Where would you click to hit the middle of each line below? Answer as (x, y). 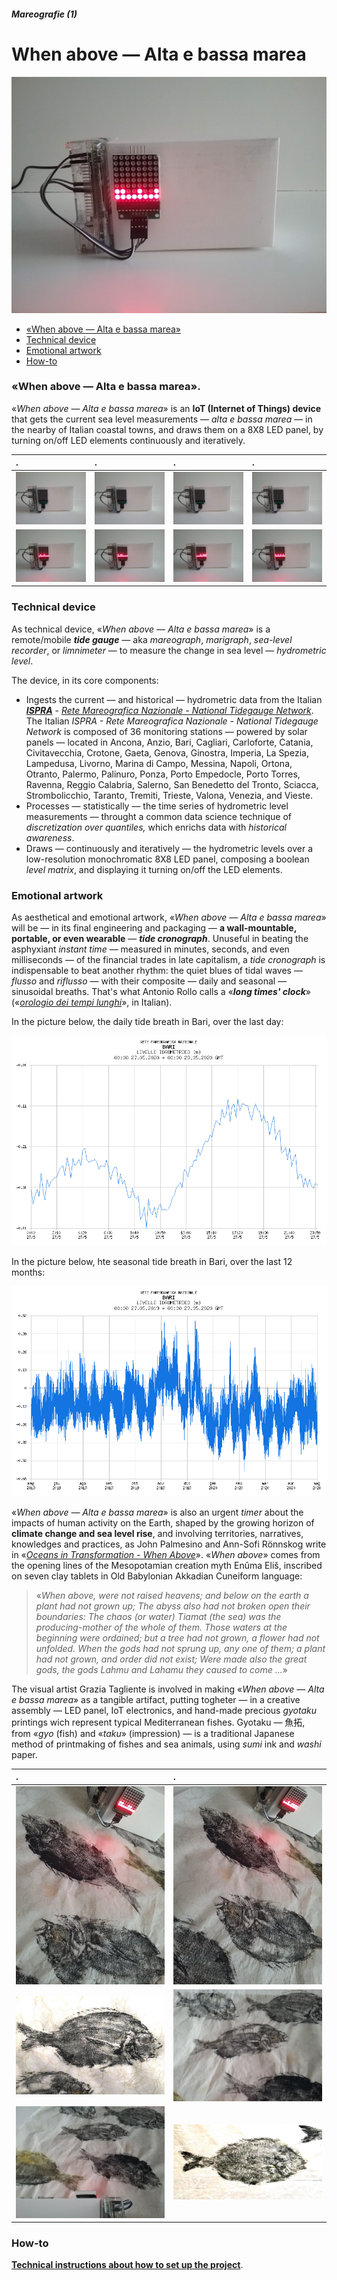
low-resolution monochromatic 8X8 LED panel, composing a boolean (167, 859)
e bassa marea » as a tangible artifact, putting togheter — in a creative (156, 1699)
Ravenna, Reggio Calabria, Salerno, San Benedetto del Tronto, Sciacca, (172, 784)
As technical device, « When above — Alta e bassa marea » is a (141, 629)
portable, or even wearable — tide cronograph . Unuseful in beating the (160, 938)
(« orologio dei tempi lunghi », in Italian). (92, 1002)
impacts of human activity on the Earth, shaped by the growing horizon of (163, 1522)
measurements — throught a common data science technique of (159, 816)
